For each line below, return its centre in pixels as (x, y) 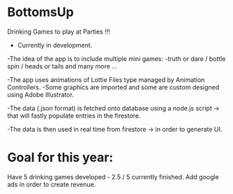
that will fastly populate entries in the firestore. (74, 116)
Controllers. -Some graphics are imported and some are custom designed (113, 87)
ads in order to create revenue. (52, 184)
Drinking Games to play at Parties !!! (59, 32)
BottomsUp (41, 12)
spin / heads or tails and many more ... (62, 66)
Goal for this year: (60, 158)
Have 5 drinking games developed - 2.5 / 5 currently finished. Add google (113, 176)
